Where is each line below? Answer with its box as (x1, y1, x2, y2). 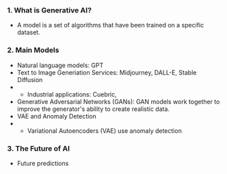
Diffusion (16, 75, 43, 84)
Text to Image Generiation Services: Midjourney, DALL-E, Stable (16, 68, 197, 77)
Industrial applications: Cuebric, (27, 90, 118, 98)
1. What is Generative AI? (7, 5, 92, 15)
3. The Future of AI (7, 143, 70, 153)
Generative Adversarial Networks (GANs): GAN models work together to (16, 97, 220, 105)
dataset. (16, 28, 40, 36)
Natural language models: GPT (16, 61, 104, 69)
